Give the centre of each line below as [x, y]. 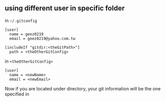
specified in [17, 94]
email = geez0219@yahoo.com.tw [42, 38]
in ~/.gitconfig [21, 20]
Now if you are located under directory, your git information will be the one [83, 88]
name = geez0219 [26, 34]
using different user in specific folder [65, 8]
